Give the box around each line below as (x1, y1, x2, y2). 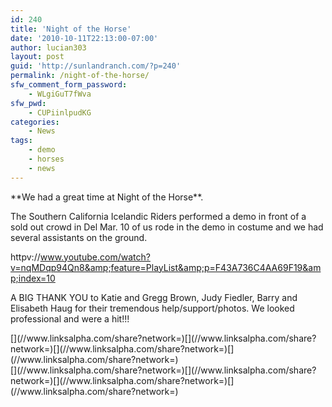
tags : (10, 136, 33, 146)
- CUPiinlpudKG (28, 107, 92, 118)
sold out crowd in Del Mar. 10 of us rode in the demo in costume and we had (10, 221, 324, 233)
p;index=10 (10, 272, 56, 284)
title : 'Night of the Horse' (10, 24, 132, 34)
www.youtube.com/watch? (39, 251, 151, 263)
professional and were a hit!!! (10, 312, 130, 325)
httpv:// (10, 251, 41, 263)
